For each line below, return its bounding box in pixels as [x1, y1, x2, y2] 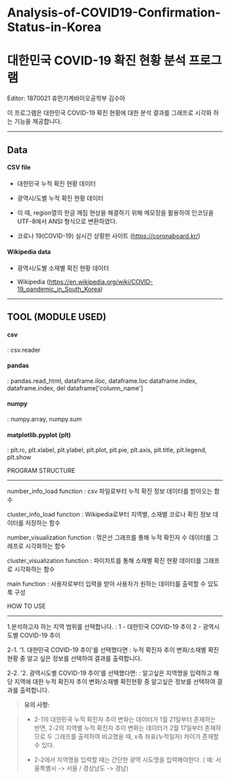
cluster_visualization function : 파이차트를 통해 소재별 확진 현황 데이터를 [7, 557, 202, 565]
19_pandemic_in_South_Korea [16, 285, 101, 293]
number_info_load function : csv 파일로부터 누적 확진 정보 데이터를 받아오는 [7, 487, 213, 496]
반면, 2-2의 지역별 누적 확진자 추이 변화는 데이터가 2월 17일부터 [34, 724, 203, 732]
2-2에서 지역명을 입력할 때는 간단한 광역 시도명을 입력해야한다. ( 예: [34, 756, 214, 764]
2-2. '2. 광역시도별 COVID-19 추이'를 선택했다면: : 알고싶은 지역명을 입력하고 [7, 669, 212, 677]
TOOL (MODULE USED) [7, 311, 107, 323]
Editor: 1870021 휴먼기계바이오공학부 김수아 [7, 94, 125, 102]
